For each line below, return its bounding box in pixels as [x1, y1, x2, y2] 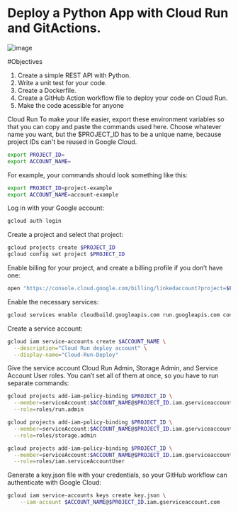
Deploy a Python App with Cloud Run [7, 5, 229, 21]
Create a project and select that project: [7, 231, 124, 239]
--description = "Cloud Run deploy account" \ [13, 344, 147, 352]
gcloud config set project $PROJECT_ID [7, 250, 125, 258]
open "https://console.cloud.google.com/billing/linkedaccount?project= [7, 285, 227, 292]
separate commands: [7, 379, 69, 387]
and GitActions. [7, 20, 101, 36]
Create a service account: [7, 324, 83, 333]
